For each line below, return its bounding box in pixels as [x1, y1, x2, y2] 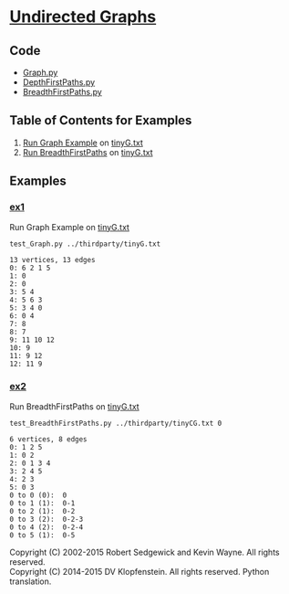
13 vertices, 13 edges [9, 255, 96, 264]
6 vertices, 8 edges [9, 434, 88, 444]
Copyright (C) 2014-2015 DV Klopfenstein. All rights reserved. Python [9, 566, 270, 577]
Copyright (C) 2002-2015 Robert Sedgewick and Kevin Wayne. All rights [9, 546, 280, 557]
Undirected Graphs [9, 6, 157, 27]
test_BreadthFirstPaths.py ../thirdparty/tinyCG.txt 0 [9, 419, 222, 428]
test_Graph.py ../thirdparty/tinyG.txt [9, 239, 161, 249]
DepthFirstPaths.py [22, 77, 96, 88]
